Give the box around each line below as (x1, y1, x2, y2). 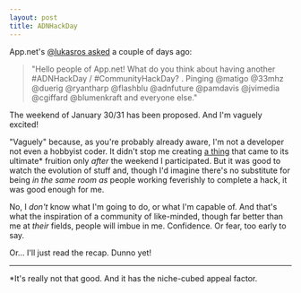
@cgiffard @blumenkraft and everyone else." (30, 91, 198, 103)
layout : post (9, 13, 58, 22)
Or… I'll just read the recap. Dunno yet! (9, 247, 152, 258)
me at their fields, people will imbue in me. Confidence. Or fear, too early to (9, 220, 287, 231)
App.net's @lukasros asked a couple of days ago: (9, 46, 193, 56)
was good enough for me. (9, 184, 105, 194)
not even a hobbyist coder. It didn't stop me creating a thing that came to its (9, 145, 289, 157)
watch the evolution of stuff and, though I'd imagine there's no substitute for (9, 165, 291, 176)
